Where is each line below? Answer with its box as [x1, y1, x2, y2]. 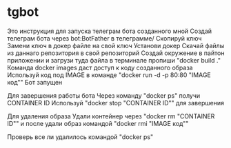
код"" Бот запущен [7, 78, 63, 86]
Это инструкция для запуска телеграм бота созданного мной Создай [7, 27, 212, 35]
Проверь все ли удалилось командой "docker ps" [7, 132, 154, 141]
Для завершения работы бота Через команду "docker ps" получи [7, 91, 201, 100]
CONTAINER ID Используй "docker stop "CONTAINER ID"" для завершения [7, 98, 224, 107]
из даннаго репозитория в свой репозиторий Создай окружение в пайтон [7, 49, 225, 57]
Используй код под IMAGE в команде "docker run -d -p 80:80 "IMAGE [7, 70, 212, 79]
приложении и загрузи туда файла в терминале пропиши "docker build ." [7, 56, 221, 64]
